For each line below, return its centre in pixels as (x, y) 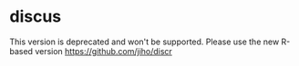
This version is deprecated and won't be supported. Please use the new (144, 42)
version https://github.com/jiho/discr (104, 51)
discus (36, 17)
